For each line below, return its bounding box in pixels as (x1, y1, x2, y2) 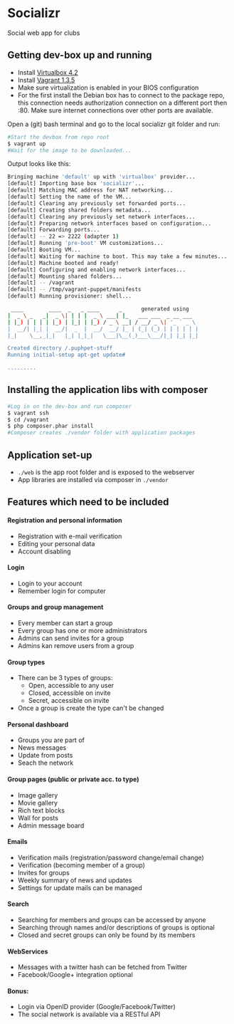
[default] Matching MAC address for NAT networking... (7, 187, 174, 194)
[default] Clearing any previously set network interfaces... (7, 213, 196, 220)
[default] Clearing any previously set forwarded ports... (7, 199, 186, 207)
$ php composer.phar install (7, 422, 94, 430)
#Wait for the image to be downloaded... (7, 147, 132, 154)
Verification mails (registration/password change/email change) (17, 853, 204, 862)
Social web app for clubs (7, 28, 80, 37)
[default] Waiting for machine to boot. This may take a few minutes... (7, 253, 228, 260)
